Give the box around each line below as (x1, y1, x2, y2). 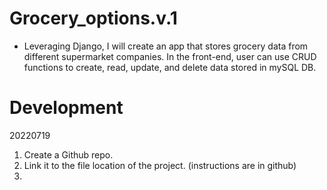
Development (9, 97, 124, 119)
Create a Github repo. (23, 148, 114, 161)
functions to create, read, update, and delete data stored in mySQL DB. (23, 61, 317, 73)
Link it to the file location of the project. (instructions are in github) (23, 159, 297, 171)
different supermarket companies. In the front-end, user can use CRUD (23, 50, 317, 62)
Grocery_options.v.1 (9, 7, 178, 30)
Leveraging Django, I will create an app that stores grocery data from (23, 40, 309, 52)
